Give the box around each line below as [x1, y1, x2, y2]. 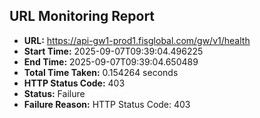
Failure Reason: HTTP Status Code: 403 [23, 98, 191, 110]
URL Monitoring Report [9, 8, 156, 25]
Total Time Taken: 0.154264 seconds [23, 66, 179, 78]
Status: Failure [23, 87, 86, 99]
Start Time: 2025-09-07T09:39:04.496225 [23, 45, 204, 57]
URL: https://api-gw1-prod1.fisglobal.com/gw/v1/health [23, 34, 251, 46]
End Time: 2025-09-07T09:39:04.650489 [23, 55, 199, 68]
